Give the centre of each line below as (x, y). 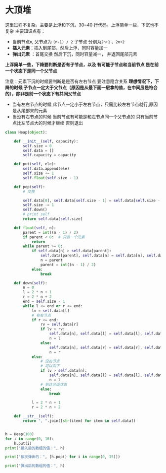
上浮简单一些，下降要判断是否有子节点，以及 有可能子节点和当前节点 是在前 (82, 65)
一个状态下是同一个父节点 (31, 70)
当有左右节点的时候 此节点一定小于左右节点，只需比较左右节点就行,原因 (85, 104)
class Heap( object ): (26, 132)
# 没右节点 (50, 361)
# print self (36, 214)
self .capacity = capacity (50, 155)
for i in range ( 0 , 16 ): (30, 439)
